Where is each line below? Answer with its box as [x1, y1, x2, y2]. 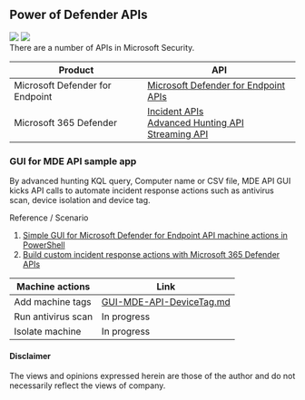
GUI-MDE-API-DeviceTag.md [101, 296, 231, 308]
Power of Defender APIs [9, 7, 148, 23]
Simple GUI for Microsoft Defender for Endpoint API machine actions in [22, 230, 289, 241]
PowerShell [22, 239, 65, 250]
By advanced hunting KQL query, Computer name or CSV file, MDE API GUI [9, 176, 291, 187]
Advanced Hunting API [147, 116, 244, 129]
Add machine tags [14, 296, 93, 308]
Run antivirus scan [14, 310, 93, 323]
